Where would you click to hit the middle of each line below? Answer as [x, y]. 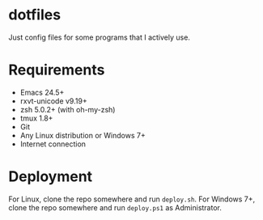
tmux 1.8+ [36, 118]
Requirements [57, 70]
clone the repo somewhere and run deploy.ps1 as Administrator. [115, 207]
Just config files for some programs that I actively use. [99, 37]
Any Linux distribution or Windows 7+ [83, 135]
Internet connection [53, 144]
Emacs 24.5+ [42, 92]
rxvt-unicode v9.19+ [53, 101]
